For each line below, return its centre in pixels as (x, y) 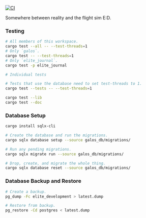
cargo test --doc (24, 103)
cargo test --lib (24, 98)
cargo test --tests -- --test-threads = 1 (49, 89)
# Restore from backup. (31, 206)
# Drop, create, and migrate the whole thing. (55, 163)
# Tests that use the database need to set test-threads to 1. (74, 84)
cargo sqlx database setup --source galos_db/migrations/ (68, 140)
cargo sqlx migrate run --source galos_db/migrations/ (65, 154)
